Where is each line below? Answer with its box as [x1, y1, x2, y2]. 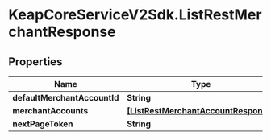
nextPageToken [12, 118, 74, 130]
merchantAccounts [12, 105, 89, 116]
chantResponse [8, 23, 116, 41]
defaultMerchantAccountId [12, 93, 119, 103]
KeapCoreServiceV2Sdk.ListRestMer [8, 6, 262, 24]
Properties [8, 55, 63, 68]
